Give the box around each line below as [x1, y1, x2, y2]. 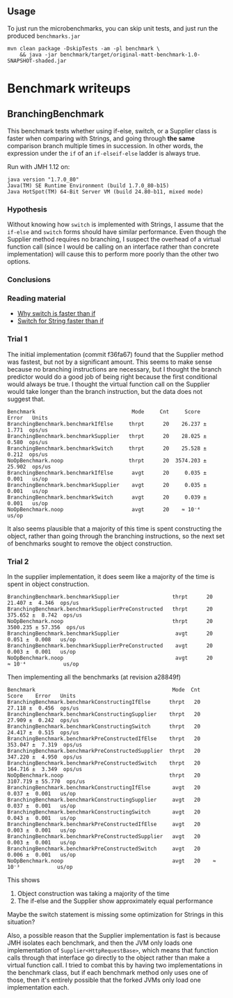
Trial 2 [7, 557, 29, 566]
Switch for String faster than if [17, 317, 104, 325]
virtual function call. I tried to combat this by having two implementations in [7, 960, 223, 969]
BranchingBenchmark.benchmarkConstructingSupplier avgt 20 [7, 796, 200, 803]
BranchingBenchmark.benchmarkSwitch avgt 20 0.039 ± [7, 494, 207, 501]
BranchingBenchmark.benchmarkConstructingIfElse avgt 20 [7, 784, 200, 791]
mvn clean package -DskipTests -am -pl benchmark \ [7, 45, 160, 52]
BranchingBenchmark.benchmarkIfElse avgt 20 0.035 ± [7, 469, 207, 476]
